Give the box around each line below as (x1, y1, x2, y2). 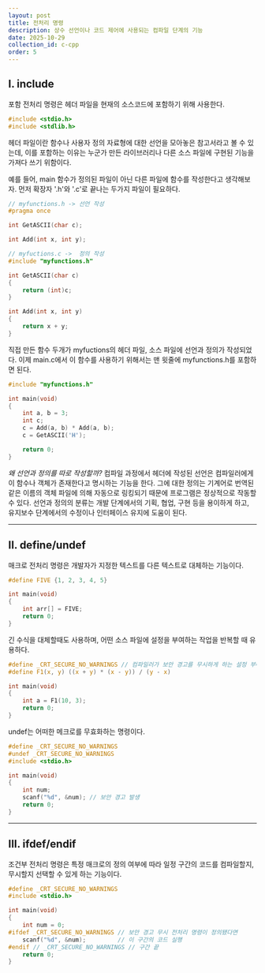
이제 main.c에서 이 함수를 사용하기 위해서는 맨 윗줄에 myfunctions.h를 (18, 354, 236, 364)
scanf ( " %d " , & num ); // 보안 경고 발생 (22, 794, 140, 802)
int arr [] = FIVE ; (22, 605, 83, 613)
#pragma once (8, 207, 51, 215)
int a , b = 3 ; (22, 410, 69, 417)
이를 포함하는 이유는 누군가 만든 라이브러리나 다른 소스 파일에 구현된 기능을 (24, 148, 255, 157)
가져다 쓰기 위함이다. (8, 157, 72, 167)
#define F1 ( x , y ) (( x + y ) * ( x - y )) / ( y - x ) (8, 668, 171, 675)
